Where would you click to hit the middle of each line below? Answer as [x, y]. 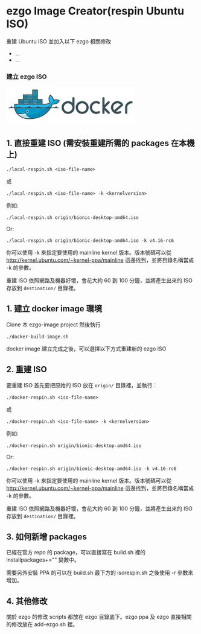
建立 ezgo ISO [27, 77]
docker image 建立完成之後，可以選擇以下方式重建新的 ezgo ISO [86, 349]
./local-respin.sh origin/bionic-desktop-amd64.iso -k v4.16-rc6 [90, 241]
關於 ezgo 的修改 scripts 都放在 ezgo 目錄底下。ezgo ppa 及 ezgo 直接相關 [99, 617]
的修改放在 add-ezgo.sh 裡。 [42, 624]
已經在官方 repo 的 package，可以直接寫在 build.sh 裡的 [76, 553]
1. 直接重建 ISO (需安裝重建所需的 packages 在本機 [101, 143]
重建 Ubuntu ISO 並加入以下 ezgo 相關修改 [59, 41]
